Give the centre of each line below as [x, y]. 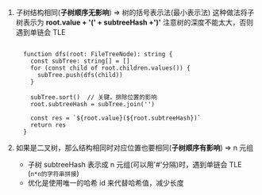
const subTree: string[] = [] [80, 61]
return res [48, 125]
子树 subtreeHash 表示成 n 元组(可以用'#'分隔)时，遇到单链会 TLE [135, 164]
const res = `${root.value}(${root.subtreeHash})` [116, 118]
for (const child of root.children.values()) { [110, 68]
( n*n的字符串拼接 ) [53, 173]
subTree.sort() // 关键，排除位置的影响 [94, 97]
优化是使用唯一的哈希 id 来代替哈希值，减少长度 [106, 183]
